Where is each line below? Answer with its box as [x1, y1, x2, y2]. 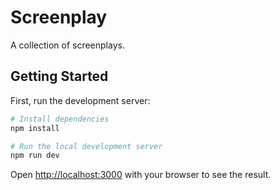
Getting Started [10, 68, 109, 85]
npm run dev [10, 151, 60, 161]
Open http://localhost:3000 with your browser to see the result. [10, 169, 272, 181]
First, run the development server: [10, 94, 151, 106]
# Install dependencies [10, 114, 110, 124]
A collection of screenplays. [10, 39, 125, 51]
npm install [10, 123, 60, 133]
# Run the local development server [10, 141, 163, 151]
